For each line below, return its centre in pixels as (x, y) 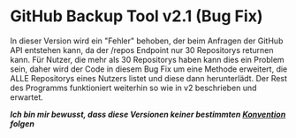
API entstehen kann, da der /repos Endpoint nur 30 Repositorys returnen (142, 50)
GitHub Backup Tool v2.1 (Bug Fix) (137, 16)
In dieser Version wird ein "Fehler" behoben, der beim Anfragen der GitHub (147, 41)
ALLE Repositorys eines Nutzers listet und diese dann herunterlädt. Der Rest (149, 78)
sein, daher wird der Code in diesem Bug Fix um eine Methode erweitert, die (149, 69)
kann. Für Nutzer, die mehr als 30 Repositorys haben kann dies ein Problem (148, 59)
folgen (22, 123)
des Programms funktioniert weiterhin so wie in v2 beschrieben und (133, 88)
